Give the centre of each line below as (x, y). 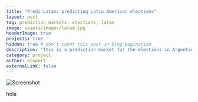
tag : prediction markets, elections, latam (60, 22)
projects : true (25, 39)
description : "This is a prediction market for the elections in (88, 50)
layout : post (22, 17)
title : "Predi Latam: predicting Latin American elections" (82, 11)
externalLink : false (32, 66)
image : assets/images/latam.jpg (46, 28)
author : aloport (26, 60)
